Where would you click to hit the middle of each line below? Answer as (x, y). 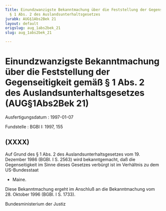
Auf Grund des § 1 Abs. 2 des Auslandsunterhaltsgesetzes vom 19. (73, 154)
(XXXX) (17, 142)
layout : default (22, 23)
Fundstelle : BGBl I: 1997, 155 (34, 127)
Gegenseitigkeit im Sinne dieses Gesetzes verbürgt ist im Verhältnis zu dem (82, 165)
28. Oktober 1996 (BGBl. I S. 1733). (40, 194)
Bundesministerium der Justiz (35, 204)
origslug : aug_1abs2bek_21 (33, 28)
